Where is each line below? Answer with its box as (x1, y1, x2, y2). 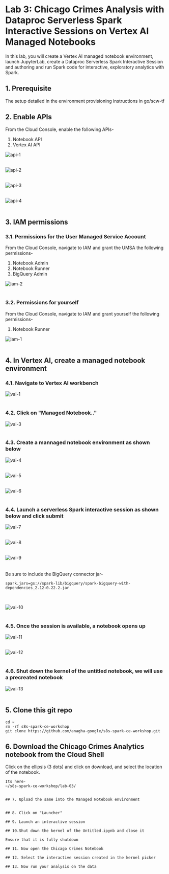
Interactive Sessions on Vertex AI (5, 26, 149, 37)
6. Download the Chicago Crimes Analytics (5, 742, 145, 751)
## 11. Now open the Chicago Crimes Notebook (5, 846, 103, 851)
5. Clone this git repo (5, 706, 73, 714)
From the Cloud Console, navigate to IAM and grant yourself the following (5, 310, 159, 317)
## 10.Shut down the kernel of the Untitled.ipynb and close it (5, 828, 145, 834)
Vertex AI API (12, 142, 41, 148)
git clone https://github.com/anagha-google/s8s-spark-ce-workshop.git (5, 728, 160, 733)
